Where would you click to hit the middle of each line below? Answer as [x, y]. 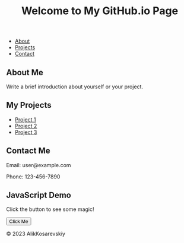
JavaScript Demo [39, 195]
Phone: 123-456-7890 [33, 177]
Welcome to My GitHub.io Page [100, 11]
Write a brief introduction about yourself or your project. [75, 87]
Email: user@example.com [39, 165]
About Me [25, 72]
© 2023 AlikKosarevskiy [36, 234]
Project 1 [25, 119]
